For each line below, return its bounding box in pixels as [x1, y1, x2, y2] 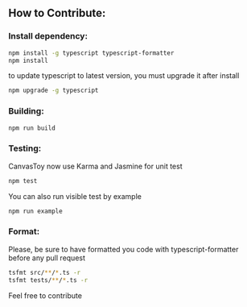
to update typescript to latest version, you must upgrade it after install [8, 71, 240, 81]
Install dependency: [8, 31, 89, 42]
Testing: [8, 143, 42, 154]
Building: [8, 106, 44, 117]
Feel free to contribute [8, 290, 83, 301]
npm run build [8, 124, 56, 132]
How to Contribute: [8, 6, 106, 20]
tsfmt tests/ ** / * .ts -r [8, 276, 89, 284]
